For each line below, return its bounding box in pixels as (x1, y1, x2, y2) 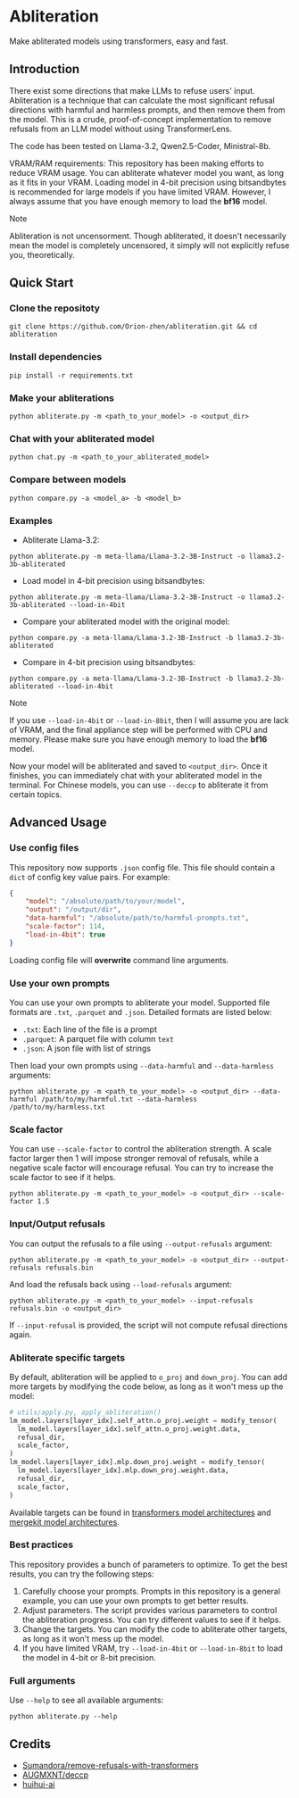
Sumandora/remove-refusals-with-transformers (21, 1760, 199, 1770)
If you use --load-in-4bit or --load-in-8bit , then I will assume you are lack (9, 714, 289, 725)
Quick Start (9, 275, 74, 291)
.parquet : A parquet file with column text (21, 1034, 174, 1045)
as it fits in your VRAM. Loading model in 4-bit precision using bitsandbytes (9, 177, 287, 187)
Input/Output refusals (9, 1218, 105, 1230)
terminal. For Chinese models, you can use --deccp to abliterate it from (9, 779, 269, 790)
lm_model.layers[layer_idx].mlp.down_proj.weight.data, (17, 1466, 229, 1475)
